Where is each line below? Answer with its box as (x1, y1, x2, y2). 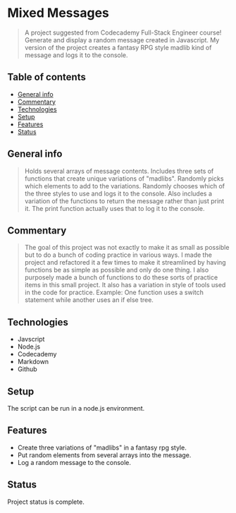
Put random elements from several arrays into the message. (17, 450, 192, 459)
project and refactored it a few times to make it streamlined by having (24, 258, 227, 267)
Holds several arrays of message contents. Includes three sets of (24, 167, 214, 175)
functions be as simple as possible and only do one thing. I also (24, 266, 209, 274)
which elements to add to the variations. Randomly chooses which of (24, 181, 225, 190)
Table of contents (7, 71, 86, 83)
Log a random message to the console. (17, 458, 132, 466)
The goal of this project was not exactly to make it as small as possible (24, 243, 230, 252)
